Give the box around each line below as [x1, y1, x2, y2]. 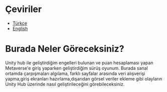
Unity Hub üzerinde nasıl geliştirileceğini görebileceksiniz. [5, 81, 125, 87]
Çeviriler [5, 4, 42, 15]
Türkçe [12, 20, 28, 26]
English [12, 25, 28, 31]
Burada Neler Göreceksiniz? [5, 43, 124, 55]
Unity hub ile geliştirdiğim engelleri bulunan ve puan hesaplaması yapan [5, 59, 153, 66]
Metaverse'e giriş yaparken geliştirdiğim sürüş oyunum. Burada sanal [5, 65, 148, 71]
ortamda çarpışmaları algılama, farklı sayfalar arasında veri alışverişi [5, 70, 145, 76]
